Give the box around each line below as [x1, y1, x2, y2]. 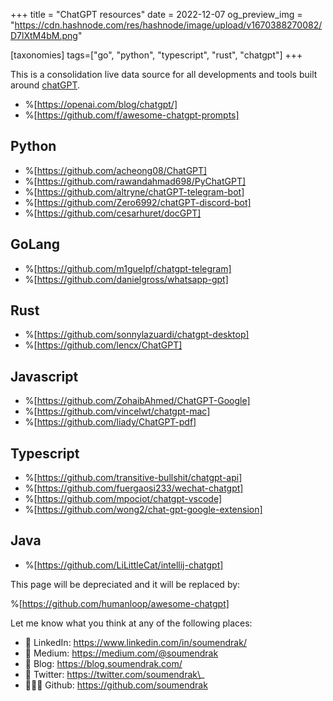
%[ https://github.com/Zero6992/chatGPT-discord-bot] [24, 196, 252, 208]
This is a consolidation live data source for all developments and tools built [10, 69, 318, 80]
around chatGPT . [10, 79, 81, 91]
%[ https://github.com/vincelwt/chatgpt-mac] [24, 405, 211, 418]
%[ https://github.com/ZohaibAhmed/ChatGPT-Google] [24, 395, 251, 407]
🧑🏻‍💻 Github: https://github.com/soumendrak [24, 679, 208, 691]
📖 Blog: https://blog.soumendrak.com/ [24, 657, 183, 669]
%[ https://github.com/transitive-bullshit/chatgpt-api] [24, 472, 243, 484]
